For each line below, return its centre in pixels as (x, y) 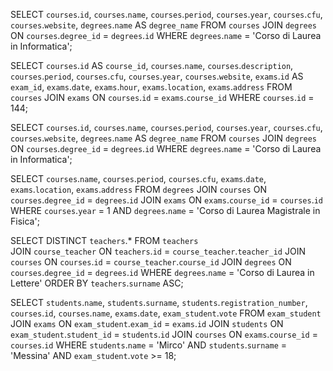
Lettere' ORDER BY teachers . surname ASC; (97, 283)
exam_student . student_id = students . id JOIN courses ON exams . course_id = (164, 334)
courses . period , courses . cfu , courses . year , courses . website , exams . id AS (157, 76)
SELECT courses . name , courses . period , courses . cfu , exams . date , (138, 178)
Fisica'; (25, 221)
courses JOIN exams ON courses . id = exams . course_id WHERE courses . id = (162, 97)
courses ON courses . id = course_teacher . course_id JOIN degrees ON (151, 262)
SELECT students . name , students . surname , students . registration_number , (159, 302)
